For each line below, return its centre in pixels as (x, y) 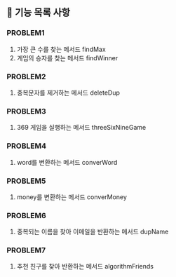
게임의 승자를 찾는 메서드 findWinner (67, 58)
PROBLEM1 (26, 33)
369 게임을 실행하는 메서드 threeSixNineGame (81, 128)
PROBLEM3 (26, 111)
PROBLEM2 (26, 76)
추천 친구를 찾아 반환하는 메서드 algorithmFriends (85, 266)
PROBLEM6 (26, 215)
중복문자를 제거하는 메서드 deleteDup (68, 93)
